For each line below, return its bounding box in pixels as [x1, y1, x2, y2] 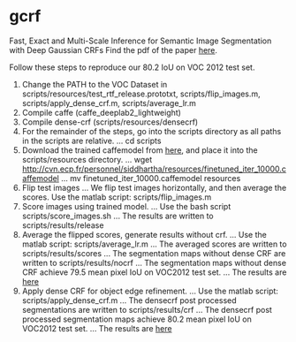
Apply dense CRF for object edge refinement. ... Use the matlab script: [21, 285, 278, 296]
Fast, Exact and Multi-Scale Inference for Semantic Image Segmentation [9, 35, 272, 46]
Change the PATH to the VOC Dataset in [21, 79, 168, 89]
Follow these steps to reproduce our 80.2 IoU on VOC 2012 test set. [9, 62, 255, 72]
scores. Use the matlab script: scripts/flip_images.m [21, 192, 212, 202]
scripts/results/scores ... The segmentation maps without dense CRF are [21, 247, 286, 258]
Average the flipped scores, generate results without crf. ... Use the [21, 229, 267, 239]
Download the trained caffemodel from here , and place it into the [21, 144, 258, 156]
